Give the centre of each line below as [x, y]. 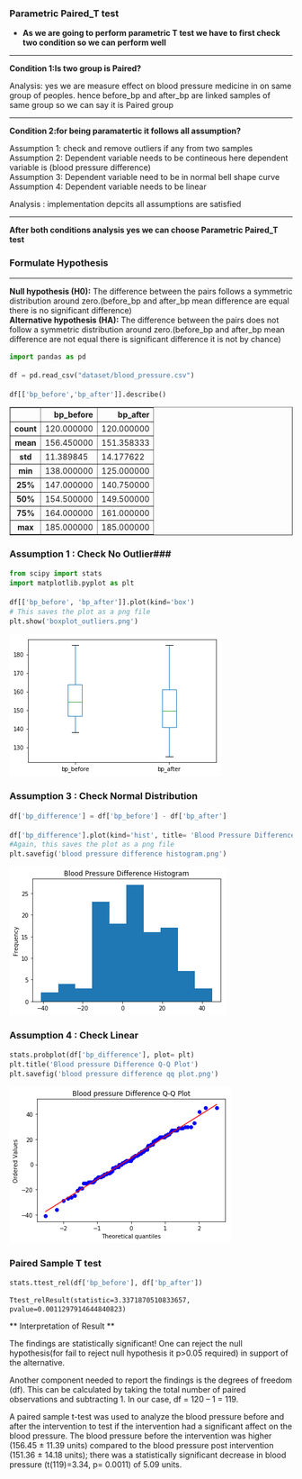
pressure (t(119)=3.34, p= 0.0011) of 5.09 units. [96, 1465]
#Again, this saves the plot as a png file [92, 845]
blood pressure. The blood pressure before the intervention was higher [141, 1436]
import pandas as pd [48, 357]
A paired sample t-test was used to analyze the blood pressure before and [147, 1417]
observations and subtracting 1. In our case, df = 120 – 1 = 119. [124, 1400]
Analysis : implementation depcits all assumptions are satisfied [125, 204]
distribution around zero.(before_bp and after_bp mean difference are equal [149, 301]
